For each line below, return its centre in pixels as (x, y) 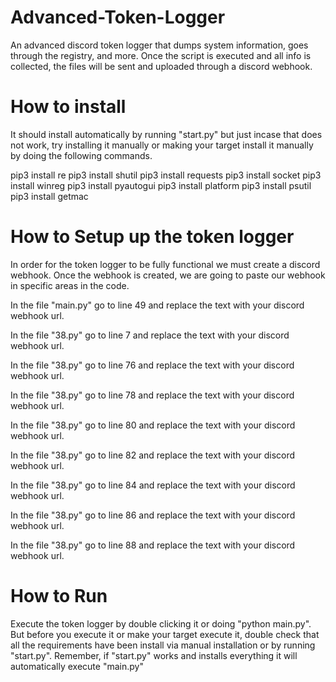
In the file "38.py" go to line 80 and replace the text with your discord (153, 425)
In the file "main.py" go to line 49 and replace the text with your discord (157, 305)
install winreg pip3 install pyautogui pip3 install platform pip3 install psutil (161, 185)
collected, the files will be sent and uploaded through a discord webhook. (161, 66)
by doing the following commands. (81, 155)
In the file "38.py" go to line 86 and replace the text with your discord (153, 515)
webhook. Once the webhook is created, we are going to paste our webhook (168, 275)
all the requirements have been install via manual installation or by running (163, 645)
